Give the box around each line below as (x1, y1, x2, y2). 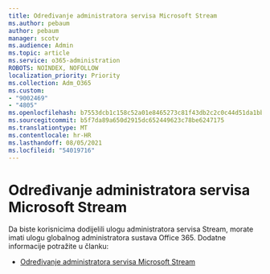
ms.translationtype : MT (8, 124, 88, 132)
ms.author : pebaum (8, 19, 70, 27)
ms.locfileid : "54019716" (8, 146, 95, 154)
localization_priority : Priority (8, 72, 121, 80)
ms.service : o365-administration (8, 57, 121, 65)
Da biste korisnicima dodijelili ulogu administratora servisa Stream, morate (8, 224, 254, 234)
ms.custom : (8, 86, 45, 95)
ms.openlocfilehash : (8, 109, 78, 117)
